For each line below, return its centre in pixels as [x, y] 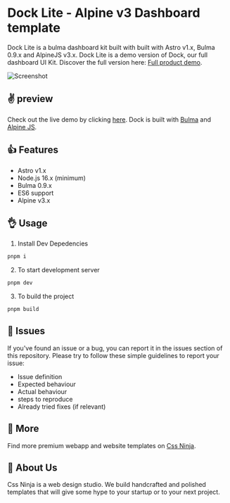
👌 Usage [27, 223]
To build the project [46, 296]
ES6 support [36, 193]
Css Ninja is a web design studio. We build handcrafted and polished [107, 485]
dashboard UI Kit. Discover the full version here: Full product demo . [105, 62]
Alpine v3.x [34, 200]
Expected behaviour [46, 384]
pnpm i [17, 257]
